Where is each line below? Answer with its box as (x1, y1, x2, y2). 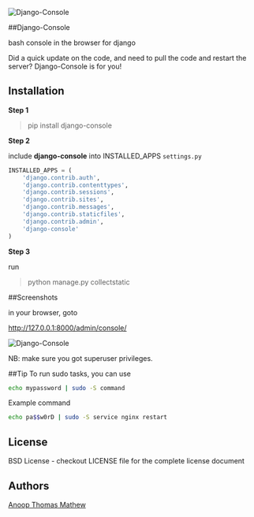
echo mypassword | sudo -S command (8, 384, 125, 392)
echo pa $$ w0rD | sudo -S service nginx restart (8, 414, 168, 422)
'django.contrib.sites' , (22, 195, 104, 204)
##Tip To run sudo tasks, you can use (8, 369, 132, 378)
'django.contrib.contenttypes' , (22, 181, 129, 189)
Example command (8, 398, 71, 407)
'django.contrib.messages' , (22, 203, 114, 211)
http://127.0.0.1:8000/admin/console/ (8, 323, 128, 333)
